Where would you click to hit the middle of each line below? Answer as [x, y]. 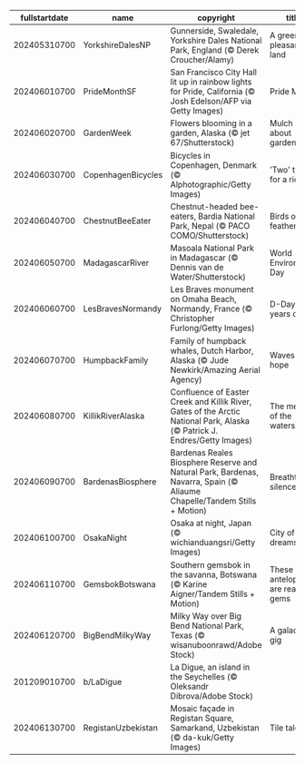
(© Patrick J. [194, 430]
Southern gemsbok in [211, 564]
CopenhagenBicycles [123, 174]
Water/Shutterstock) [208, 277]
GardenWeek [107, 133]
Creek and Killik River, [211, 401]
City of [282, 533]
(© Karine [189, 584]
